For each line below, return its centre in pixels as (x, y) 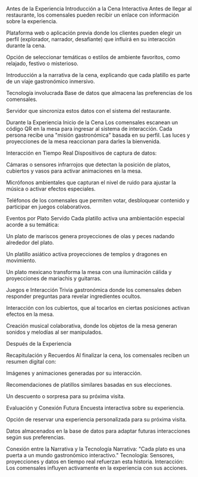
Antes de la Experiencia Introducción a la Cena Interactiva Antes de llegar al (99, 9)
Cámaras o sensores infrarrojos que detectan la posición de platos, (88, 164)
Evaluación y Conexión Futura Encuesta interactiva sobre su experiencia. (95, 408)
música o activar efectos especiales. (51, 189)
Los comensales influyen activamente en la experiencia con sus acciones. (97, 468)
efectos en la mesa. (30, 314)
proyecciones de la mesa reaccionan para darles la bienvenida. (84, 141)
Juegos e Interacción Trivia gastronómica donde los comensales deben (94, 290)
